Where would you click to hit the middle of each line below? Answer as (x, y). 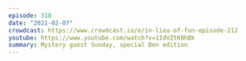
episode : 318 (30, 15)
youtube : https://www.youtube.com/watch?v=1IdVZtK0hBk (102, 38)
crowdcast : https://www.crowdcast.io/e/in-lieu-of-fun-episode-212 (123, 30)
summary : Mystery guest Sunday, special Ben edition (98, 45)
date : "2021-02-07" (41, 23)
